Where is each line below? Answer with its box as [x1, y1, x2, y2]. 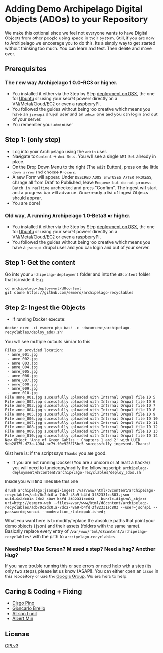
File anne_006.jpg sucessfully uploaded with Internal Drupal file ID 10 [5, 416, 158, 421]
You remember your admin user [12, 121, 73, 127]
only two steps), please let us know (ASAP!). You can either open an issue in [5, 568, 159, 574]
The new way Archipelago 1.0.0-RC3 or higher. [5, 79, 118, 86]
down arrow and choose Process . [12, 169, 77, 175]
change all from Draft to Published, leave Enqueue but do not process [12, 179, 152, 186]
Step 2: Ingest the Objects [5, 303, 86, 311]
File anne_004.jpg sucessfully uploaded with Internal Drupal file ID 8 [5, 408, 156, 413]
